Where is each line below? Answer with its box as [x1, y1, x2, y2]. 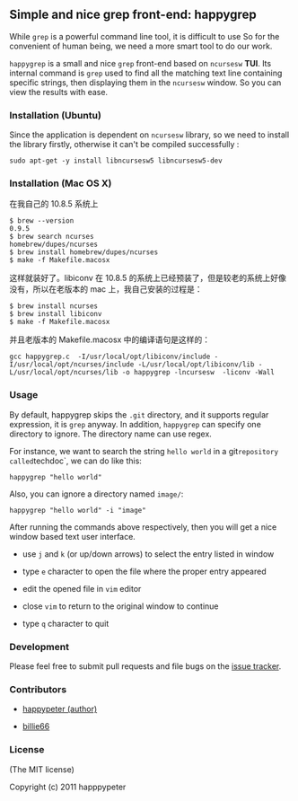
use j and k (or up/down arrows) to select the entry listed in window [22, 548, 275, 559]
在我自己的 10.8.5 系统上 [9, 198, 99, 209]
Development [9, 640, 70, 653]
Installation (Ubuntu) [9, 109, 101, 121]
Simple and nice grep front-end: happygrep [9, 7, 258, 22]
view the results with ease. [9, 86, 109, 97]
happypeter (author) [22, 704, 98, 715]
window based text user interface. [9, 531, 136, 541]
